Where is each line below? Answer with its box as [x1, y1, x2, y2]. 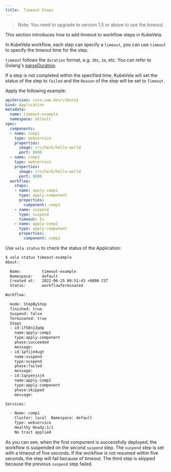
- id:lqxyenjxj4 [10, 373, 44, 378]
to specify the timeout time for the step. [5, 47, 89, 53]
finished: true [10, 306, 42, 312]
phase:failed [14, 363, 42, 369]
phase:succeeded [14, 340, 50, 345]
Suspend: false [10, 311, 42, 316]
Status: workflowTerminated [10, 283, 83, 289]
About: [5, 259, 19, 264]
